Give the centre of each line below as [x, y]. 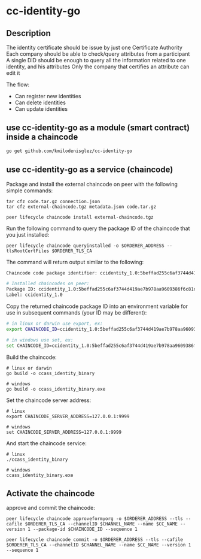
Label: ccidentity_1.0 [34, 295]
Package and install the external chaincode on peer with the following [92, 184]
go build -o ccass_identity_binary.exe [56, 389]
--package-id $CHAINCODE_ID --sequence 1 [85, 529]
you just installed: [28, 234]
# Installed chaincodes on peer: [48, 284]
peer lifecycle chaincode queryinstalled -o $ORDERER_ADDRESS [85, 246]
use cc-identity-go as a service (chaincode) [90, 170]
